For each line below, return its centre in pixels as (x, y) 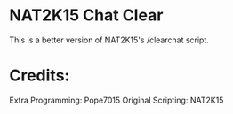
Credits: (40, 76)
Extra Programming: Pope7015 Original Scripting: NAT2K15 (116, 100)
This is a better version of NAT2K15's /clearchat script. (109, 40)
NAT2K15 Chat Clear (86, 15)
